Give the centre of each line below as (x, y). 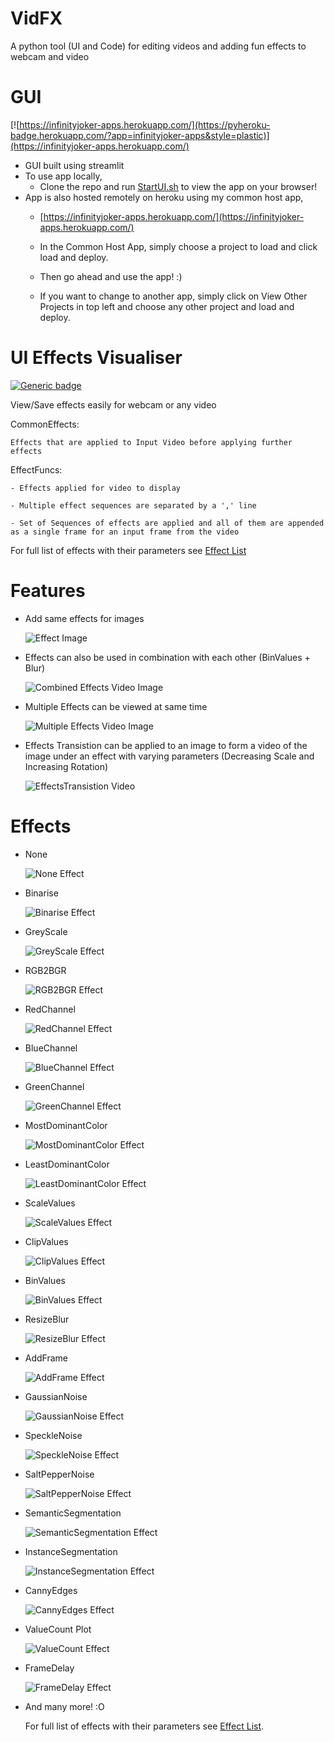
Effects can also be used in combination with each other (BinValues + (167, 657)
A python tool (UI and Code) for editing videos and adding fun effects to (158, 46)
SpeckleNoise (53, 1435)
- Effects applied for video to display (96, 488)
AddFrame (46, 1358)
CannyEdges (51, 1590)
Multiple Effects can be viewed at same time (116, 706)
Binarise (41, 893)
